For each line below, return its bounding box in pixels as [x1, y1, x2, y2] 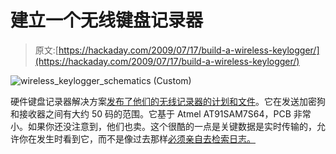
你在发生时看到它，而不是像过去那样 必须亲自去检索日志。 [18, 132, 256, 145]
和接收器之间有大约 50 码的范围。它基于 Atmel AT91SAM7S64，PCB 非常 [10, 107, 312, 120]
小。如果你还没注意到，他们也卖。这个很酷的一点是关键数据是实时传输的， [10, 120, 317, 132]
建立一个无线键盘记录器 [10, 9, 204, 32]
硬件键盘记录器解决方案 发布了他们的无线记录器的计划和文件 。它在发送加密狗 [10, 95, 326, 107]
